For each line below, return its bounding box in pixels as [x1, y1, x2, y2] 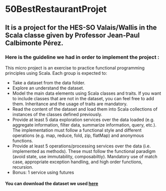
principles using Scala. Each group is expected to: [5, 70, 108, 76]
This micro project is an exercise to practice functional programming [5, 64, 145, 70]
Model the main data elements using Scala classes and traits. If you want [12, 90, 161, 96]
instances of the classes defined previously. [12, 111, 103, 117]
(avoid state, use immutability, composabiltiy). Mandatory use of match [12, 153, 158, 159]
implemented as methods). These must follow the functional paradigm [12, 148, 156, 154]
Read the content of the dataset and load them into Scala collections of [12, 106, 158, 112]
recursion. [12, 164, 34, 170]
